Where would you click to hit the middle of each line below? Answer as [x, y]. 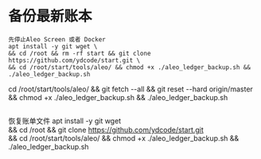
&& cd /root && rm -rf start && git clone [80, 53]
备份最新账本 [51, 16]
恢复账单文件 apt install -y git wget [65, 121]
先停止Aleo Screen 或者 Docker [57, 39]
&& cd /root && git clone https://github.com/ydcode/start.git [106, 130]
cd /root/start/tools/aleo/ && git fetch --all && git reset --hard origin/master [130, 89]
